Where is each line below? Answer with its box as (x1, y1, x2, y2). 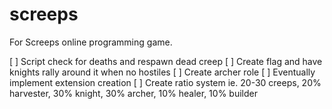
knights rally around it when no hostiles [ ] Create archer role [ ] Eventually (9, 66, 316, 78)
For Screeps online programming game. (9, 36, 173, 48)
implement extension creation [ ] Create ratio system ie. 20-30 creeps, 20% (9, 76, 322, 88)
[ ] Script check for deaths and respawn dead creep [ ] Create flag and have (9, 55, 323, 67)
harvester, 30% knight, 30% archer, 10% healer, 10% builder (9, 87, 258, 99)
